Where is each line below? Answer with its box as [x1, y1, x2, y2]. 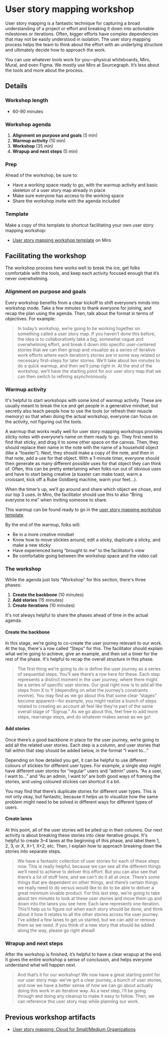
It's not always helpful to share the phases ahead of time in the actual [5, 612, 148, 618]
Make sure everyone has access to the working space [12, 192, 124, 199]
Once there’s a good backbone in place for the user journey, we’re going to [5, 737, 159, 743]
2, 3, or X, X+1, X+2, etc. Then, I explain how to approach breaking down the [5, 843, 162, 849]
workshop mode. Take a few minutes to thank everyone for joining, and [5, 305, 151, 311]
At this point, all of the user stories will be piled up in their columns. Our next [5, 826, 162, 833]
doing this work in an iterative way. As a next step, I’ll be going [17, 988, 146, 994]
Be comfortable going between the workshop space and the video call [12, 553, 157, 559]
